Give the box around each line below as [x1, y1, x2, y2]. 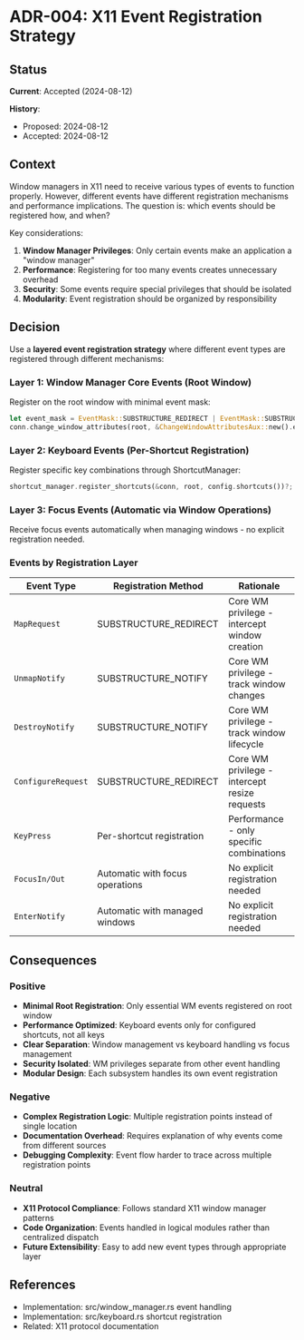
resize [227, 787, 255, 799]
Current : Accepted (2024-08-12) [9, 86, 133, 96]
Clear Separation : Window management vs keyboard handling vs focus [22, 1039, 290, 1050]
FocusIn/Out [14, 874, 66, 885]
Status [9, 62, 48, 77]
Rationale [238, 580, 280, 592]
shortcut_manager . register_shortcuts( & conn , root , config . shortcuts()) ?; [9, 482, 294, 491]
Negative [9, 1091, 51, 1103]
